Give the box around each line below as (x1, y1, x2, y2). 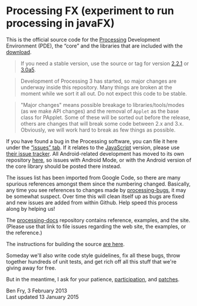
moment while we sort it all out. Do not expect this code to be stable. (20, 90, 187, 97)
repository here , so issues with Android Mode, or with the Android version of (6, 156, 192, 163)
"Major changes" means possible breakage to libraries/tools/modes (20, 101, 185, 108)
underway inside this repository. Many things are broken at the (20, 83, 172, 90)
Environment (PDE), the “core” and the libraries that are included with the (6, 42, 183, 49)
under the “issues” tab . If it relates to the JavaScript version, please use (6, 144, 180, 151)
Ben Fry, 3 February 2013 (6, 287, 68, 294)
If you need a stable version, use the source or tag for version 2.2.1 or (20, 60, 189, 67)
